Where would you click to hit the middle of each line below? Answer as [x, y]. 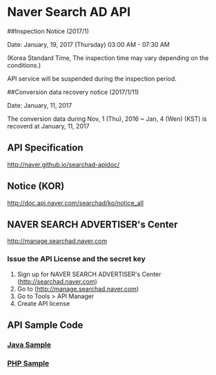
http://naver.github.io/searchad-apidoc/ [63, 164]
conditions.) [24, 65]
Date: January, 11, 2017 [40, 105]
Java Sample [29, 345]
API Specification [46, 148]
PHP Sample [28, 363]
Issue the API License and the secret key [77, 259]
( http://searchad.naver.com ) [57, 281]
